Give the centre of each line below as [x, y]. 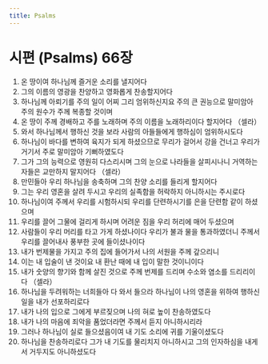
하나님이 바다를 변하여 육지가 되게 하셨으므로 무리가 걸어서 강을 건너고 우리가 [140, 142]
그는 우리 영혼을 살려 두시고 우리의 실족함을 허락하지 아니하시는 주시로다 [133, 191]
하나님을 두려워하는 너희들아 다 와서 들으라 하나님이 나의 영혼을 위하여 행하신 [140, 291]
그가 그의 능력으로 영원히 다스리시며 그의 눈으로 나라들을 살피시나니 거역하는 [139, 162]
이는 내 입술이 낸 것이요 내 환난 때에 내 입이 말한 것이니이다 [112, 262]
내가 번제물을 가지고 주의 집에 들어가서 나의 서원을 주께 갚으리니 [120, 251]
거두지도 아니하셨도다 [63, 351]
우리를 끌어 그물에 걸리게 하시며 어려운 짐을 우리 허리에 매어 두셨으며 [127, 222]
